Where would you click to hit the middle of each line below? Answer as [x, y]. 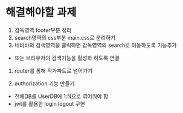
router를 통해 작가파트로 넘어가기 [53, 70]
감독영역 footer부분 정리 [43, 30]
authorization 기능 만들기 [44, 83]
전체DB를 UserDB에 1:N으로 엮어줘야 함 [61, 96]
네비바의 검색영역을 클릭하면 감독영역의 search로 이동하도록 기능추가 [95, 45]
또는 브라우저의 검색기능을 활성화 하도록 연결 [67, 58]
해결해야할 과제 [41, 12]
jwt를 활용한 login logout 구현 [50, 103]
